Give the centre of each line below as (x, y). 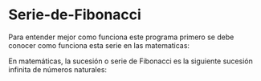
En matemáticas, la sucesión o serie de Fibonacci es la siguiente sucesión (130, 61)
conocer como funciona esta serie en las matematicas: (99, 45)
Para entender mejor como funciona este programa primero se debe (121, 37)
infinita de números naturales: (57, 69)
